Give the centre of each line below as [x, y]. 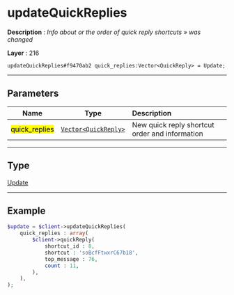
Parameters [33, 94]
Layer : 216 [23, 53]
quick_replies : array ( [54, 233]
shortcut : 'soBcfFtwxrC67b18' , [91, 253]
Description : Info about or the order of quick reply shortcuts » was [104, 32]
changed [20, 39]
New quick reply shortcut [173, 125]
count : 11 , [62, 266]
